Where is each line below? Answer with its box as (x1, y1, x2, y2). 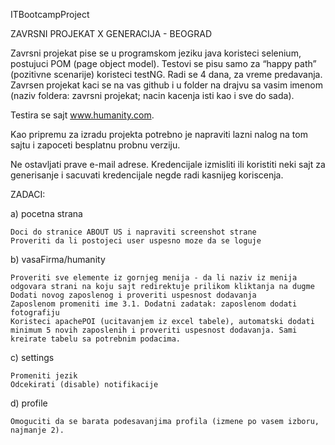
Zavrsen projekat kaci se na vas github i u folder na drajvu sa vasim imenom (10, 79, 323, 91)
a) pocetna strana (10, 208, 83, 219)
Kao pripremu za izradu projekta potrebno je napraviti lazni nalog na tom (10, 129, 308, 140)
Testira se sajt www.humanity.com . (10, 109, 155, 121)
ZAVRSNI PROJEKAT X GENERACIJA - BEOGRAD (10, 28, 212, 39)
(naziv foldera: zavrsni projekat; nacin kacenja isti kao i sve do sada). (10, 90, 295, 101)
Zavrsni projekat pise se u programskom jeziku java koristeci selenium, (10, 47, 302, 59)
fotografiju (10, 308, 60, 318)
